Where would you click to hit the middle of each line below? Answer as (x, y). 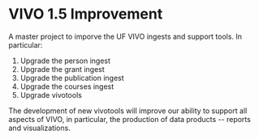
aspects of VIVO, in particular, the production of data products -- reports (130, 119)
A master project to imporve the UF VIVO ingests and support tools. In (125, 36)
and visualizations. (39, 128)
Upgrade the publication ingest (72, 78)
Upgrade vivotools (51, 95)
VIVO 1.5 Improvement (86, 14)
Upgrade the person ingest (65, 61)
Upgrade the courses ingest (67, 86)
